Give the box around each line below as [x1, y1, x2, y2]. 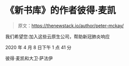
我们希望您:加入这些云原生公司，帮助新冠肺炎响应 [5, 33, 110, 39]
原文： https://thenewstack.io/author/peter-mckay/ [17, 23, 124, 29]
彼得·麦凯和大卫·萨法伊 [5, 55, 53, 61]
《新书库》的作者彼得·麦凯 [5, 5, 116, 16]
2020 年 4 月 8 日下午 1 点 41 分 [5, 44, 72, 50]
